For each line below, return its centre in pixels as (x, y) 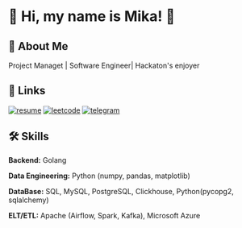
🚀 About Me (38, 46)
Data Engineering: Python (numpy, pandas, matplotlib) (100, 176)
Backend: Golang (38, 160)
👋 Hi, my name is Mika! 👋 (92, 17)
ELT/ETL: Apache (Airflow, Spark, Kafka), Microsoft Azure (104, 215)
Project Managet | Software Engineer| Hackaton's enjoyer (104, 65)
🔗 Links (27, 91)
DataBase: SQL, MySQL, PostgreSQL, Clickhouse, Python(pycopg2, (121, 191)
